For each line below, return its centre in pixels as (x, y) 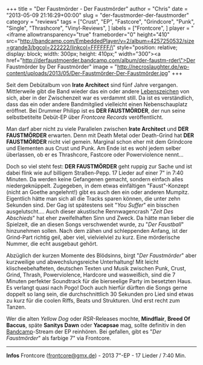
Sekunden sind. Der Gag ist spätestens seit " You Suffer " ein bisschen (93, 205)
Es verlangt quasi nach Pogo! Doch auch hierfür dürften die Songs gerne (97, 288)
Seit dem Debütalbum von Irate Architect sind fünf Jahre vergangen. (92, 85)
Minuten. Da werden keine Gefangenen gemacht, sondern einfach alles (95, 179)
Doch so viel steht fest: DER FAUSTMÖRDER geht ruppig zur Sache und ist (99, 166)
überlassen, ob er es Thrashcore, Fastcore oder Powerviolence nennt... (95, 155)
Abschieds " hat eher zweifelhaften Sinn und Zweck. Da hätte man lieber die (100, 218)
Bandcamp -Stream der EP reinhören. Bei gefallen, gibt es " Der (84, 332)
